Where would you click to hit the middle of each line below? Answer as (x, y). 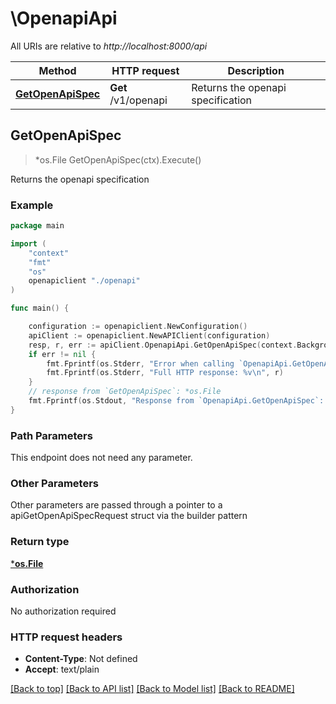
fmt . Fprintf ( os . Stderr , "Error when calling (140, 363)
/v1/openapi (138, 100)
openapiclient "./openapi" (84, 281)
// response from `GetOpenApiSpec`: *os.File (125, 392)
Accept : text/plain (62, 669)
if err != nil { (62, 354)
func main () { (40, 308)
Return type (40, 542)
